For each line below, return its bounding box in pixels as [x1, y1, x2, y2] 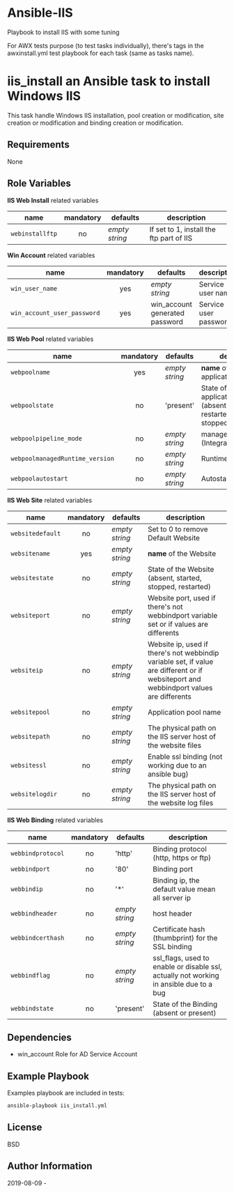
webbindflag [10, 971, 51, 979]
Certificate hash [153, 924, 205, 934]
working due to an [147, 760, 207, 770]
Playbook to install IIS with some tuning [7, 28, 120, 36]
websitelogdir [10, 790, 58, 798]
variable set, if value [147, 657, 214, 667]
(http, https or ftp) [153, 853, 211, 863]
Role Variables [7, 178, 71, 190]
